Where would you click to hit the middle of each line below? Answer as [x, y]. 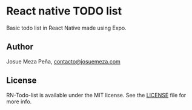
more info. [19, 102]
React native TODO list [64, 11]
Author [20, 47]
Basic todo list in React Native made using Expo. [67, 28]
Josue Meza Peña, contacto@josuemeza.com [64, 61]
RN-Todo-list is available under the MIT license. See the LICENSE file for [96, 95]
